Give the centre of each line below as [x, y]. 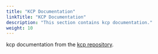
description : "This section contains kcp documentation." [79, 22]
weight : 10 [20, 28]
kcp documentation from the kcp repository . [60, 45]
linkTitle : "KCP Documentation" [46, 17]
